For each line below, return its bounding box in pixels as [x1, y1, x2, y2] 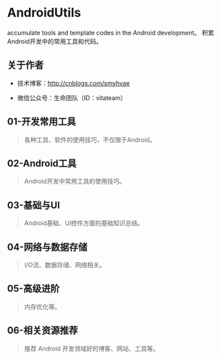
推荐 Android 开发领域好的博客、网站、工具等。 [23, 344, 160, 353]
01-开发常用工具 [7, 116, 77, 128]
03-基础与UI [7, 199, 60, 211]
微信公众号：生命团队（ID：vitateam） [17, 93, 127, 101]
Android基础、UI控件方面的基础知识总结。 [23, 219, 144, 227]
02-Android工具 [7, 157, 77, 169]
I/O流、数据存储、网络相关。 [23, 261, 106, 269]
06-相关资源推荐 [7, 324, 78, 336]
